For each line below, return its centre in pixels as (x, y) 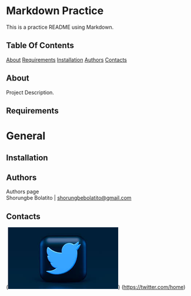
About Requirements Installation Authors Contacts (67, 59)
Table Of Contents (40, 46)
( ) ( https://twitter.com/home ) (96, 287)
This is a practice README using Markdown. (60, 27)
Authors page (23, 191)
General (26, 136)
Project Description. (30, 92)
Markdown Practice (55, 11)
